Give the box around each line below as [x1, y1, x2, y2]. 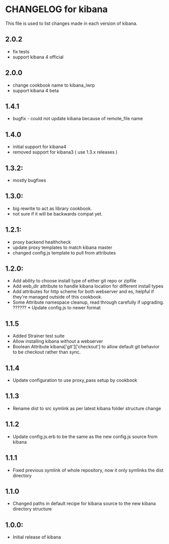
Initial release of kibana [12, 534, 61, 540]
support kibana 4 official [12, 54, 64, 60]
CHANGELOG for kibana [5, 4, 108, 15]
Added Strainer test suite [12, 333, 65, 339]
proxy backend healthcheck [12, 239, 71, 245]
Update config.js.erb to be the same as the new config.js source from [12, 433, 158, 440]
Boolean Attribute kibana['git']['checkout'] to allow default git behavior [12, 344, 160, 350]
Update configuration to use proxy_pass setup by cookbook [12, 377, 138, 383]
